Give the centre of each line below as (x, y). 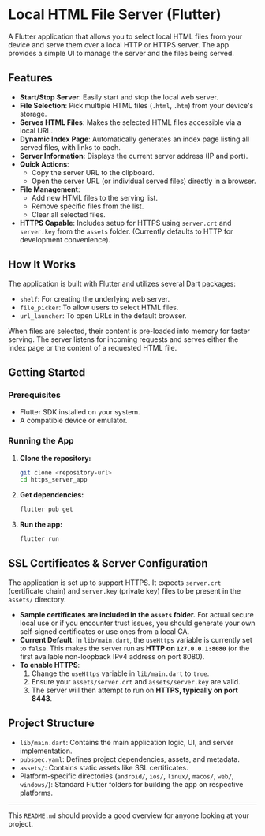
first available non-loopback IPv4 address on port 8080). (112, 656)
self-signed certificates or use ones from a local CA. (105, 631)
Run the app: (41, 525)
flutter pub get (46, 510)
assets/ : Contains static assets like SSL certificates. (104, 767)
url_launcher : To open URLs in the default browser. (103, 315)
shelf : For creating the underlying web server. (95, 298)
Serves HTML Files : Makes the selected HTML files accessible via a (131, 122)
